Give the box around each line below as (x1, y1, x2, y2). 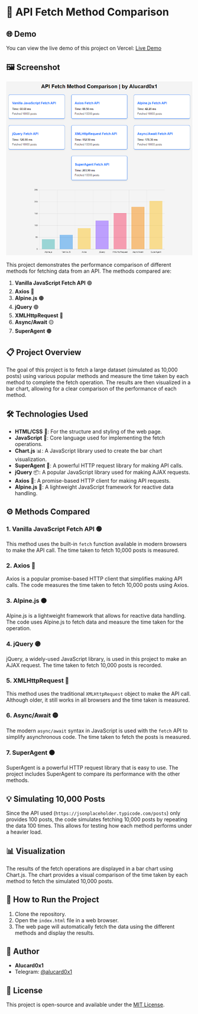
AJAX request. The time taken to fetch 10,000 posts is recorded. (6, 662, 163, 669)
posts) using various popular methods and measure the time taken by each (6, 372, 189, 379)
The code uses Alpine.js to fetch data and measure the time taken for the (6, 618, 184, 625)
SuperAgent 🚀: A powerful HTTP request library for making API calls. (14, 461, 183, 469)
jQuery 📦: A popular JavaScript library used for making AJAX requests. (14, 469, 190, 476)
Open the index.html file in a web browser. (14, 916, 119, 923)
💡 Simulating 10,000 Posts (6, 794, 105, 804)
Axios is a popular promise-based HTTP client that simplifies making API (6, 575, 183, 582)
